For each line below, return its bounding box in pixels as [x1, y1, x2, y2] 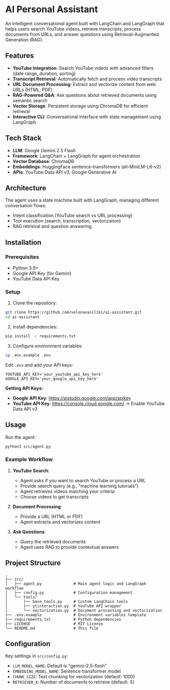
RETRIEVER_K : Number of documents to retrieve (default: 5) [12, 679, 134, 685]
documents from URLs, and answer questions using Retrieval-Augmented [5, 31, 159, 37]
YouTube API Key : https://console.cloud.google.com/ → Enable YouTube [12, 400, 165, 406]
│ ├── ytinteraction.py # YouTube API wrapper [5, 603, 122, 609]
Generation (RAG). [5, 37, 44, 43]
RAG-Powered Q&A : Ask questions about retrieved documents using [12, 92, 157, 98]
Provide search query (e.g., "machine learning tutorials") [20, 483, 139, 489]
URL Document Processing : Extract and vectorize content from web [12, 81, 156, 87]
